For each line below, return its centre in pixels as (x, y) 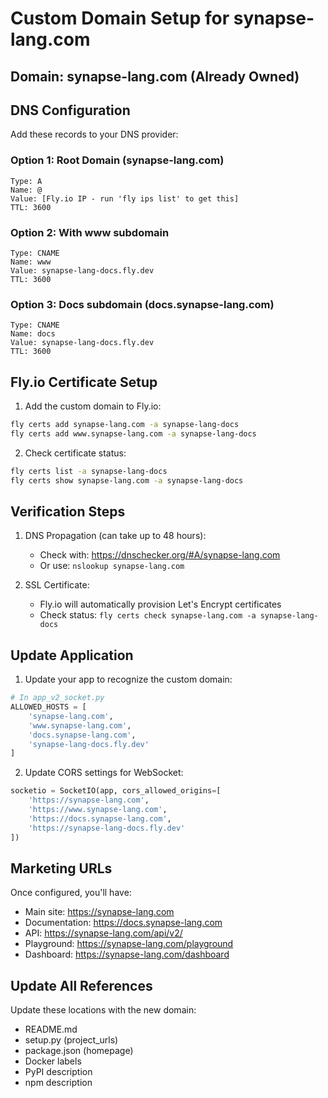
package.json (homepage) (79, 1051)
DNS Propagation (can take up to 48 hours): (115, 536)
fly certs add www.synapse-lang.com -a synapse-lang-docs (133, 433)
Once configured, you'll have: (71, 893)
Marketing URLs (61, 868)
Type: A (26, 181)
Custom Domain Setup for (120, 18)
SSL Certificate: (57, 585)
